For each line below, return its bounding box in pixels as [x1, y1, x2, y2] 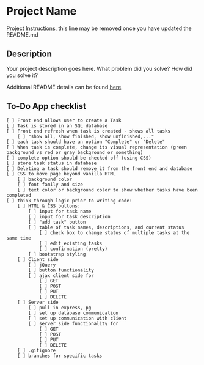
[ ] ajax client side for [28, 272, 95, 279]
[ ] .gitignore [17, 347, 56, 353]
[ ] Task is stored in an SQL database [6, 122, 108, 129]
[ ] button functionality [28, 267, 95, 273]
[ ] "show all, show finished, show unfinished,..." [17, 133, 155, 139]
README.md [6, 31, 38, 38]
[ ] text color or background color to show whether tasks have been [17, 186, 199, 193]
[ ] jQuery [28, 262, 56, 268]
